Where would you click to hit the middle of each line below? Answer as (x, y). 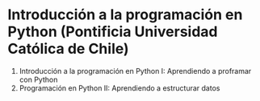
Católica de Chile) (69, 49)
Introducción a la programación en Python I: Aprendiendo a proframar (135, 71)
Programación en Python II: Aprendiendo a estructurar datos (120, 88)
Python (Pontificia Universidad (113, 32)
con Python (38, 79)
